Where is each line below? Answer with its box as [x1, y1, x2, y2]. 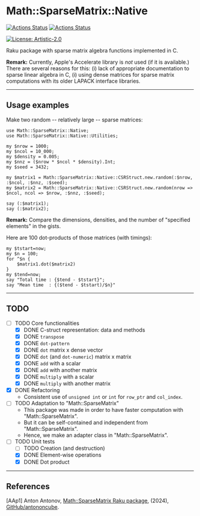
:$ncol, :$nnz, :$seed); [6, 180, 68, 186]
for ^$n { [6, 256, 31, 262]
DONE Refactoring [14, 387, 60, 394]
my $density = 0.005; [6, 154, 60, 160]
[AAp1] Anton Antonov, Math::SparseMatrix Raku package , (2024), [6, 497, 169, 504]
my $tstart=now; [6, 245, 46, 251]
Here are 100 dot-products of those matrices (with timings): [6, 234, 152, 241]
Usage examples [6, 100, 70, 111]
